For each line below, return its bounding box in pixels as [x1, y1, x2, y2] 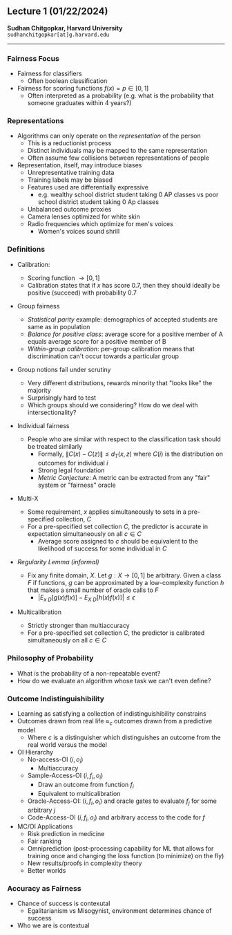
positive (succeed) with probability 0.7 [27, 288, 137, 297]
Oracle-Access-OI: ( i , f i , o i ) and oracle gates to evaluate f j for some [27, 797, 217, 806]
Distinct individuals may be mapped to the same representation [27, 147, 208, 155]
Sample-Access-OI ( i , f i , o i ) [27, 771, 104, 781]
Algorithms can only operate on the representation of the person [17, 131, 202, 140]
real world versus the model [27, 740, 107, 749]
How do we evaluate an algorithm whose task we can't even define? [17, 676, 211, 685]
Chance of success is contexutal [17, 899, 110, 907]
